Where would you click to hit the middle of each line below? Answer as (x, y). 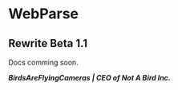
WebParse (43, 14)
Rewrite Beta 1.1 (48, 43)
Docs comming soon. (43, 62)
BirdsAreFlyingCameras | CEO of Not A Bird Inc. (89, 78)
